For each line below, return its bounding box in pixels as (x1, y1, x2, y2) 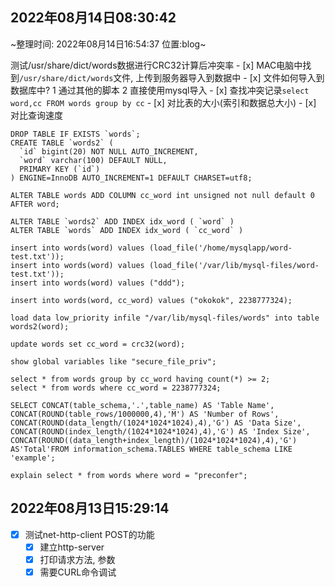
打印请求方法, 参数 (39, 553, 116, 565)
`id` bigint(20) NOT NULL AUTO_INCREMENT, (19, 146, 199, 157)
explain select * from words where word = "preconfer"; (10, 470, 248, 480)
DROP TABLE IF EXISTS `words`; (10, 129, 141, 139)
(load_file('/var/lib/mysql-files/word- (148, 260, 320, 270)
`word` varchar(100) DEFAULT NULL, (19, 155, 168, 165)
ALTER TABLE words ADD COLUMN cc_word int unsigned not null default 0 (10, 190, 315, 200)
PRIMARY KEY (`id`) (19, 164, 101, 174)
